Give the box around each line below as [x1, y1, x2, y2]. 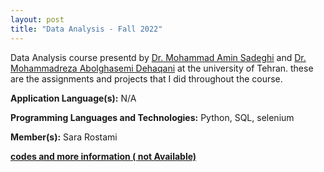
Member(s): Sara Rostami [10, 131, 118, 143]
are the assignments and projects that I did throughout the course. [10, 72, 283, 85]
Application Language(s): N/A [10, 92, 137, 104]
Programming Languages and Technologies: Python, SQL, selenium [10, 111, 295, 123]
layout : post [10, 14, 65, 25]
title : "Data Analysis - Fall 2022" [10, 24, 163, 34]
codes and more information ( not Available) [10, 150, 197, 162]
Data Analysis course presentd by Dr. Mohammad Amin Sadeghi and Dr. [10, 51, 307, 63]
